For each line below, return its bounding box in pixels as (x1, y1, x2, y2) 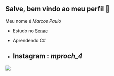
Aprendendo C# (12, 37, 46, 43)
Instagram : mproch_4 (12, 52, 83, 60)
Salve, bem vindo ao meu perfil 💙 (5, 5, 110, 13)
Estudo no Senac (12, 28, 48, 34)
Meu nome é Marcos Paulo (5, 18, 61, 24)
